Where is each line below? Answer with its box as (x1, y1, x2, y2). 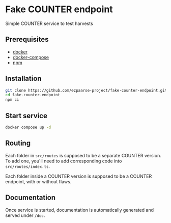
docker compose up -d (5, 125, 51, 130)
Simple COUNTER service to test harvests (5, 20, 93, 26)
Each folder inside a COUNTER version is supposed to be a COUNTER (5, 173, 152, 179)
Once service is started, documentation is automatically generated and (5, 207, 154, 213)
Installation (5, 74, 42, 83)
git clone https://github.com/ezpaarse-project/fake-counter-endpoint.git (5, 88, 167, 93)
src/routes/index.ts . (5, 163, 50, 169)
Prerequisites (5, 35, 49, 44)
